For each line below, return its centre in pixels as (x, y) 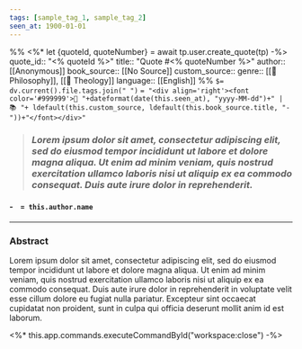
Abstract (29, 241)
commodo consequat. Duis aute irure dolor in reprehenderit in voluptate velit (151, 289)
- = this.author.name (51, 207)
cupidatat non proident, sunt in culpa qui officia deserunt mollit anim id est (147, 308)
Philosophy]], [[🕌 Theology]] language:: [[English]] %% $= (117, 80)
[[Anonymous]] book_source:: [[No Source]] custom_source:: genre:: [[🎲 (143, 71)
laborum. (26, 318)
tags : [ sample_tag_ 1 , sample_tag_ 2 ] (78, 18)
